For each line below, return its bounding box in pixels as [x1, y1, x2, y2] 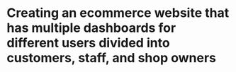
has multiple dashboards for [6, 20, 176, 36]
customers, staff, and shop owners [6, 50, 217, 66]
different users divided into [6, 35, 171, 51]
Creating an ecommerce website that [6, 5, 230, 21]
